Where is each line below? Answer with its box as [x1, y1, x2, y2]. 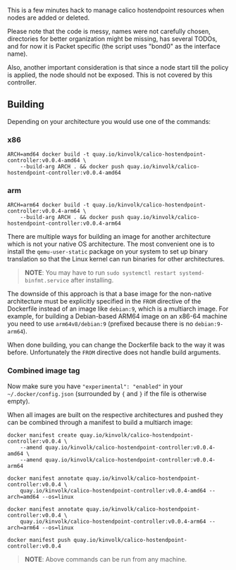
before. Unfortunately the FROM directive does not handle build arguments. [7, 348, 221, 357]
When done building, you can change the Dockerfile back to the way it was [7, 341, 225, 349]
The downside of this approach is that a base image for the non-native [7, 290, 212, 298]
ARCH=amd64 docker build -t [7, 151, 90, 158]
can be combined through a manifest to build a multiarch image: [7, 418, 193, 426]
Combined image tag [7, 366, 80, 376]
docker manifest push [7, 536, 71, 543]
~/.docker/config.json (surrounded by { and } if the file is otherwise [7, 389, 207, 397]
